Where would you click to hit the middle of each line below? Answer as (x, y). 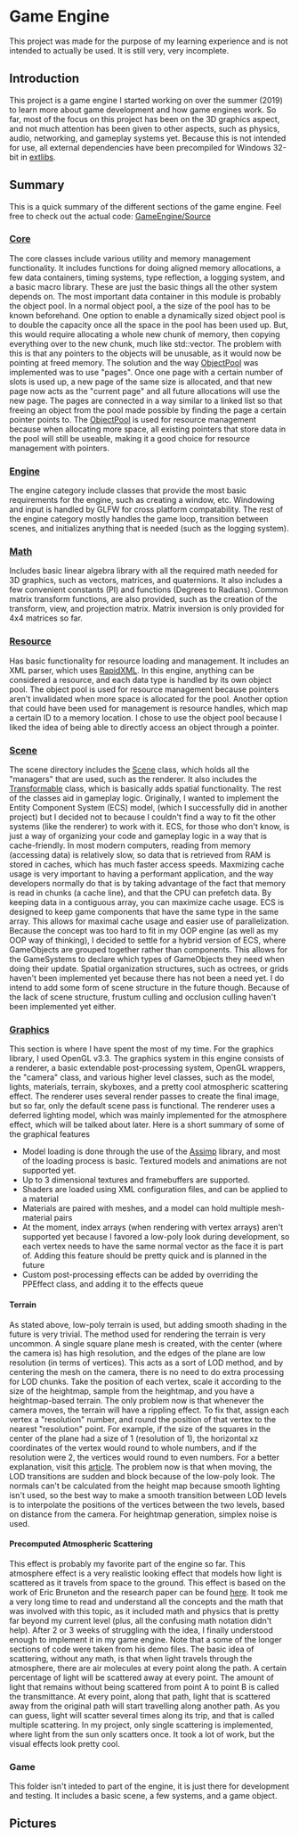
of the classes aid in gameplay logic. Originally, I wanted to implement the (144, 798)
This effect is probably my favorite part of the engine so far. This (128, 1563)
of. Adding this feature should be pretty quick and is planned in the (144, 1256)
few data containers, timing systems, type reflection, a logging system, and (147, 277)
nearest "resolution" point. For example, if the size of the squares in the (140, 1429)
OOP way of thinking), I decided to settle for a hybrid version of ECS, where (148, 940)
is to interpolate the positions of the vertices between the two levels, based (147, 1504)
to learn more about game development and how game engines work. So (143, 110)
